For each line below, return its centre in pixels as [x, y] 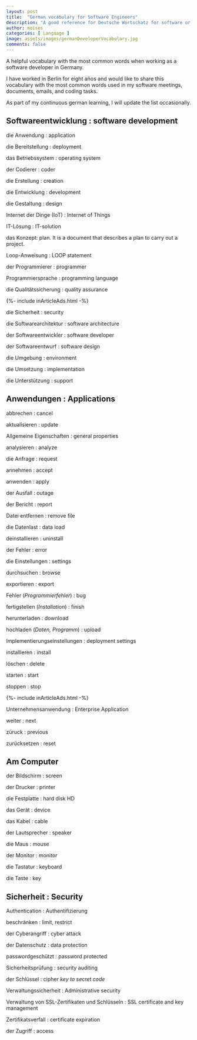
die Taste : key [24, 878]
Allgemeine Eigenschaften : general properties [62, 436]
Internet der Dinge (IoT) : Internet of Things [58, 214]
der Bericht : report [29, 504]
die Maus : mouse [28, 844]
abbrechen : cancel [29, 413]
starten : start [23, 675]
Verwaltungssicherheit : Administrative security [64, 991]
